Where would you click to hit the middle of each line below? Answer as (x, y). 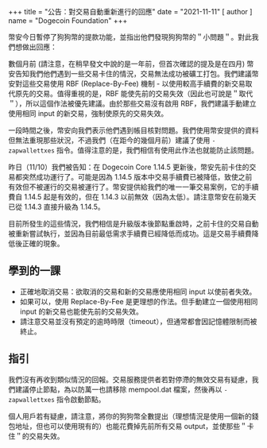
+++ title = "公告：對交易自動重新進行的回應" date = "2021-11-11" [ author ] (130, 12)
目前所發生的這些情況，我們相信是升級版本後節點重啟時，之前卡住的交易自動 (133, 224)
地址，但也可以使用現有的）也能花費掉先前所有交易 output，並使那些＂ (131, 426)
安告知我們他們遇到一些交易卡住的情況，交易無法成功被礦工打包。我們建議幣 (133, 73)
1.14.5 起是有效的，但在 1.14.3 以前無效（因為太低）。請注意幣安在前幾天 (140, 197)
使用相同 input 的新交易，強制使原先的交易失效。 (88, 113)
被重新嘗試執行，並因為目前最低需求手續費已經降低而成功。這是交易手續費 (130, 234)
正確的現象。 (43, 243)
